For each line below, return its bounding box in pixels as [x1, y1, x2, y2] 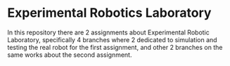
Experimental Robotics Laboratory [7, 5, 212, 21]
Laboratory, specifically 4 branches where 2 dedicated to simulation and [7, 35, 217, 44]
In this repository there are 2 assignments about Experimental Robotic [7, 28, 210, 37]
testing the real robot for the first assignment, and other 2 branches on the [7, 43, 223, 51]
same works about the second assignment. [7, 51, 132, 59]
